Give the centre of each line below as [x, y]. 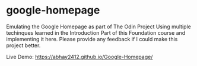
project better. [23, 45]
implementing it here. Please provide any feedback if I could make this [92, 39]
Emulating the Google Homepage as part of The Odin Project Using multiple [99, 27]
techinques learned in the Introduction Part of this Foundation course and [96, 32]
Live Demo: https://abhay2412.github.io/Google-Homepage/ [80, 57]
